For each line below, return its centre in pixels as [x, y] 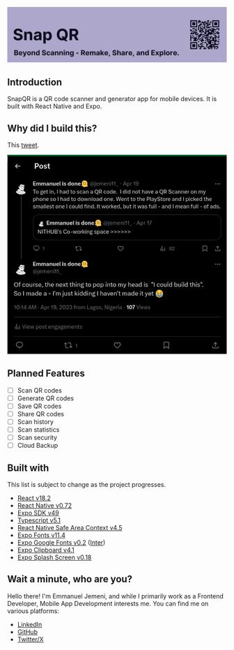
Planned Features [46, 373]
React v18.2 [34, 498]
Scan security [37, 438]
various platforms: [33, 611]
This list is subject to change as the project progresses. [86, 485]
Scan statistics [38, 430]
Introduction [35, 82]
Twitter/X [30, 639]
